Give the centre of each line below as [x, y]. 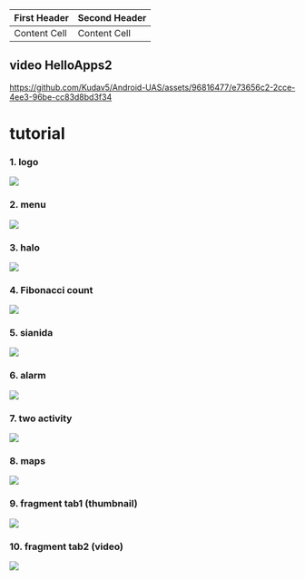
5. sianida [31, 333]
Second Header [112, 18]
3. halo [25, 247]
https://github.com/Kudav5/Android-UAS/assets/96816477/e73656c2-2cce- [152, 87]
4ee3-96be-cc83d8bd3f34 [61, 97]
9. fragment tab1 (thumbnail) [74, 504]
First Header [42, 18]
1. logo [24, 162]
